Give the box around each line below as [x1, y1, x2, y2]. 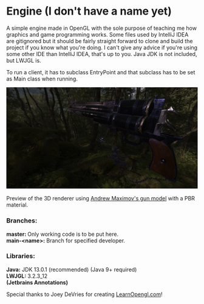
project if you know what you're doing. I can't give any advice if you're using [6, 44, 198, 51]
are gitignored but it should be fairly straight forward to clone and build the [6, 37, 193, 44]
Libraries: [6, 252, 35, 260]
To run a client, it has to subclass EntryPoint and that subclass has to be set [6, 68, 195, 76]
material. [6, 201, 29, 208]
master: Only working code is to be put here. [6, 230, 119, 238]
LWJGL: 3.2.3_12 [6, 272, 47, 280]
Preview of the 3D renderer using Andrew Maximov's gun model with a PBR [6, 195, 195, 202]
